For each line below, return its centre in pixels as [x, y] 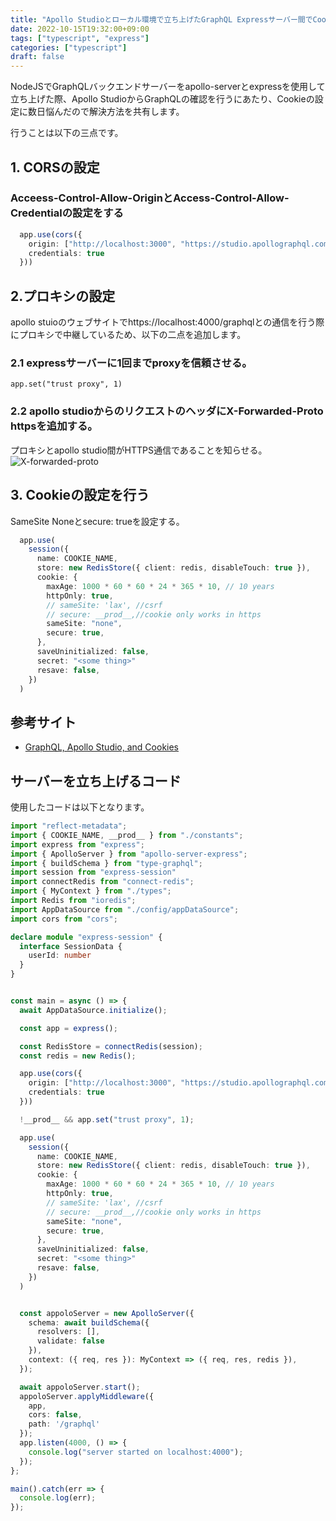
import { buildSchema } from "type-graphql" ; [106, 863]
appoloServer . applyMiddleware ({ [87, 1396]
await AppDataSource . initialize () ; [93, 1010]
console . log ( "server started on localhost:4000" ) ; [136, 1452]
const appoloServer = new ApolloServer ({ [107, 1313]
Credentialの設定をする [67, 213]
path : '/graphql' [64, 1424]
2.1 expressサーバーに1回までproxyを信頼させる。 [131, 363]
